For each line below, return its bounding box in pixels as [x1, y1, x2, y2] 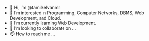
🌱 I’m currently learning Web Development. [9, 20, 96, 26]
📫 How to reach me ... [9, 31, 55, 37]
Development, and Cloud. [9, 15, 61, 20]
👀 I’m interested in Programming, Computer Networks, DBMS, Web [9, 10, 144, 16]
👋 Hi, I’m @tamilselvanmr [9, 5, 60, 10]
